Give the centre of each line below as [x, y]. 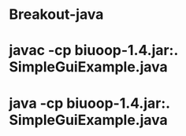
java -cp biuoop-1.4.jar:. [89, 103]
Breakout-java [56, 15]
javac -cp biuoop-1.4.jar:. [93, 51]
